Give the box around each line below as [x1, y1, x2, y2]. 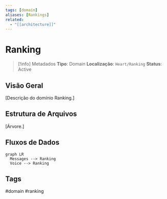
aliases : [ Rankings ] [5, 12, 50, 17]
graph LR [5, 152, 24, 157]
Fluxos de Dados [5, 138, 60, 147]
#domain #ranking [5, 188, 44, 194]
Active [17, 66, 32, 72]
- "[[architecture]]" [10, 22, 56, 27]
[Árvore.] [5, 123, 25, 129]
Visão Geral [5, 81, 44, 90]
